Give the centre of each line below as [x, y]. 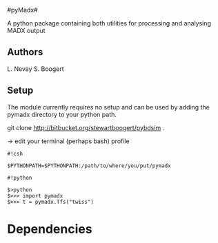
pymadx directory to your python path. [62, 114]
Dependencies [50, 229]
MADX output [27, 31]
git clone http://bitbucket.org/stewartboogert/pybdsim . [86, 127]
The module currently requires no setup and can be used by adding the [109, 107]
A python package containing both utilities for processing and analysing [109, 23]
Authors [25, 52]
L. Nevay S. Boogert [36, 69]
